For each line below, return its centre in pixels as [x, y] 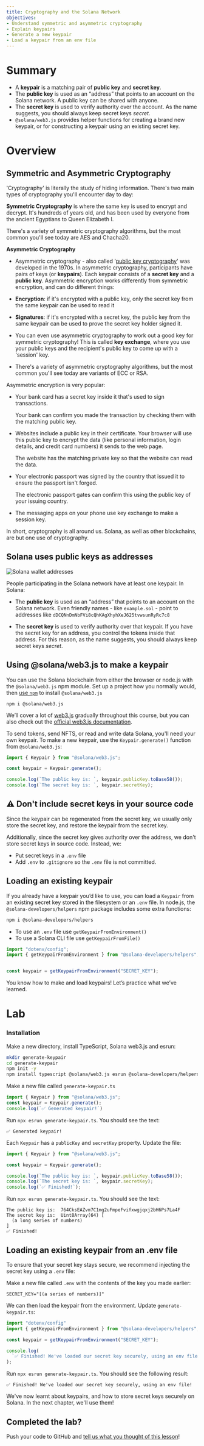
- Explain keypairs [31, 29]
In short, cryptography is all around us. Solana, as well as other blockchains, [102, 531]
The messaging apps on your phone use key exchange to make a [97, 513]
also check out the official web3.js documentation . [69, 721]
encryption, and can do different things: [65, 287]
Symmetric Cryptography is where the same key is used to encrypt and [97, 206]
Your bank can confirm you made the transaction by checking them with [105, 415]
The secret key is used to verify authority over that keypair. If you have [104, 626]
